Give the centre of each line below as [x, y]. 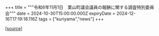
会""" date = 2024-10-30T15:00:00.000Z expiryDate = [60, 13]
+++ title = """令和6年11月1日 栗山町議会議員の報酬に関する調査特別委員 [80, 7]
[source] [14, 28]
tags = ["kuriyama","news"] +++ [71, 19]
